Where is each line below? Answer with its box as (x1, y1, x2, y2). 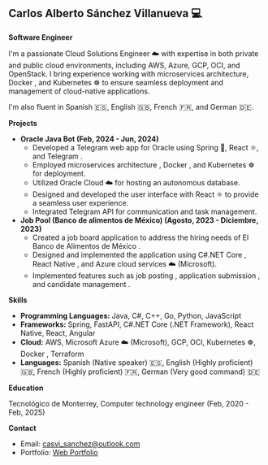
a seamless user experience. (32, 198, 129, 207)
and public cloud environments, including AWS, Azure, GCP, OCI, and (8, 60, 240, 70)
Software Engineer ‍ (8, 32, 76, 42)
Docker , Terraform (19, 349, 84, 359)
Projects (8, 118, 38, 128)
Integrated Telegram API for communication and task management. (32, 206, 257, 216)
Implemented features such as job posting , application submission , (32, 271, 261, 280)
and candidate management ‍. (32, 279, 131, 289)
